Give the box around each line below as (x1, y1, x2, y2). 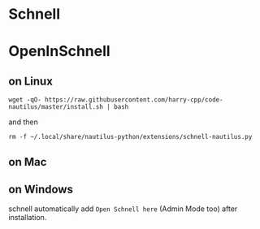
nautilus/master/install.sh (8, 103, 104, 111)
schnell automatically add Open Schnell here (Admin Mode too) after (8, 204, 238, 214)
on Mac (8, 155, 47, 169)
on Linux (8, 74, 53, 88)
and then (8, 117, 38, 127)
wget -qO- (8, 96, 42, 104)
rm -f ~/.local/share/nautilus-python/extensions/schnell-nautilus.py (8, 133, 253, 141)
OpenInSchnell (8, 42, 111, 61)
